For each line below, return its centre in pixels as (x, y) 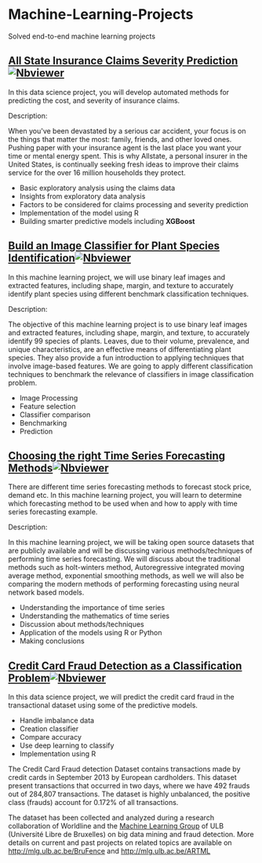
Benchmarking (43, 422)
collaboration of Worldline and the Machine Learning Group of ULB (116, 826)
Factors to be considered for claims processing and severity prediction (134, 204)
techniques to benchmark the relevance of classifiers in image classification (131, 374)
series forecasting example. (53, 512)
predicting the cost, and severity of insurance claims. (94, 101)
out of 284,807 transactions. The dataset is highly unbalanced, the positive (129, 794)
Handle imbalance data (57, 721)
